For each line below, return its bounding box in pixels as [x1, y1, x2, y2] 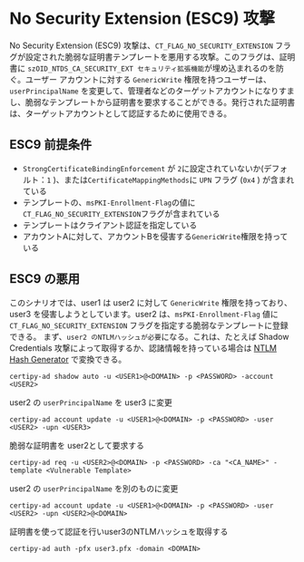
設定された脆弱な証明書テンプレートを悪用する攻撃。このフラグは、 [25, 51, 279, 62]
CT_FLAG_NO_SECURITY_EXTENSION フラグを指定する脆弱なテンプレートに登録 [9, 319, 289, 331]
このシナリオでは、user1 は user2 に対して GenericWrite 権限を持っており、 [9, 296, 292, 308]
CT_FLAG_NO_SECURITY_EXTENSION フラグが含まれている [22, 208, 221, 218]
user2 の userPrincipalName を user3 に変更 [9, 396, 172, 408]
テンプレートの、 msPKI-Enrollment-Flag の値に [22, 197, 196, 208]
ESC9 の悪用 [9, 271, 80, 286]
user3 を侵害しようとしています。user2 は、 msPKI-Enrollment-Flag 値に [9, 308, 279, 319]
